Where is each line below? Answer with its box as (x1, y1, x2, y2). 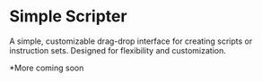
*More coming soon (9, 62, 84, 73)
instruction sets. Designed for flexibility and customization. (9, 45, 226, 55)
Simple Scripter (9, 6, 127, 27)
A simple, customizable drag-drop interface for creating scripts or (9, 36, 253, 46)
